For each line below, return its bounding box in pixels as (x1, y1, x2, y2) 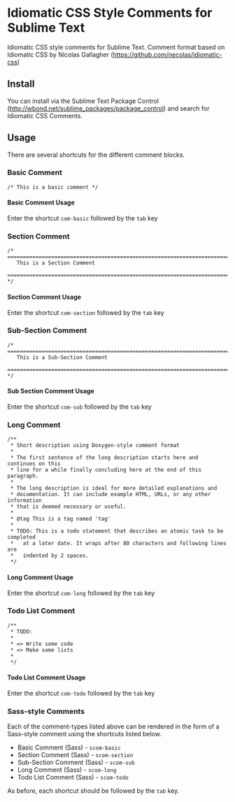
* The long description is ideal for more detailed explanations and (10, 485, 218, 492)
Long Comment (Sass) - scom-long (17, 766, 117, 774)
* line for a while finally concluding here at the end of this (10, 467, 201, 474)
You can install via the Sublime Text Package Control (7, 97, 159, 105)
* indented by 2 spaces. (10, 552, 90, 559)
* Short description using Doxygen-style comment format (10, 442, 180, 449)
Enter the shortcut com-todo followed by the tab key (7, 689, 155, 698)
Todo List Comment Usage (7, 673, 86, 682)
